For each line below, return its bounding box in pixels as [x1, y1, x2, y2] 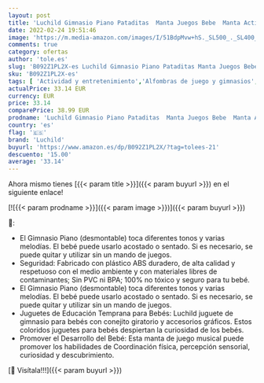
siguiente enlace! [8, 188, 64, 197]
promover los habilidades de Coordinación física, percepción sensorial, [19, 342, 250, 352]
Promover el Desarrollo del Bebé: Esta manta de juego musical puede [19, 333, 244, 343]
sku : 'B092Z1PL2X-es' [8, 70, 79, 78]
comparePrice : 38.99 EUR [8, 107, 90, 115]
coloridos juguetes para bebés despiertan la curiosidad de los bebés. [19, 326, 244, 335]
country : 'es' [8, 121, 55, 129]
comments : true [8, 41, 58, 49]
